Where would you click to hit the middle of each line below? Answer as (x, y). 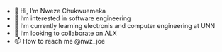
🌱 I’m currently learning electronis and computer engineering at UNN (114, 26)
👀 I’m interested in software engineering (72, 18)
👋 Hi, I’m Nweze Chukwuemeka (60, 11)
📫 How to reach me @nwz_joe (59, 41)
